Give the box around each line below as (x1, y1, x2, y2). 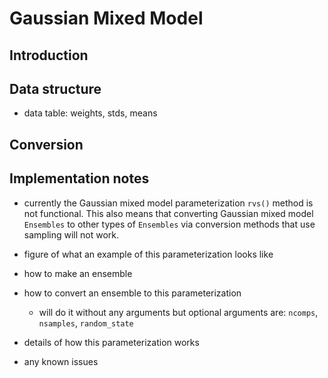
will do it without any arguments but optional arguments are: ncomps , (38, 306, 319, 318)
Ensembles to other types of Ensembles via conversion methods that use (23, 218, 316, 230)
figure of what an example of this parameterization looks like (23, 248, 274, 260)
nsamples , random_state (38, 317, 134, 329)
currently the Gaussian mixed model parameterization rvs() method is (23, 197, 314, 209)
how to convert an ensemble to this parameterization (23, 287, 242, 299)
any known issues (23, 355, 99, 367)
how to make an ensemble (23, 267, 133, 279)
